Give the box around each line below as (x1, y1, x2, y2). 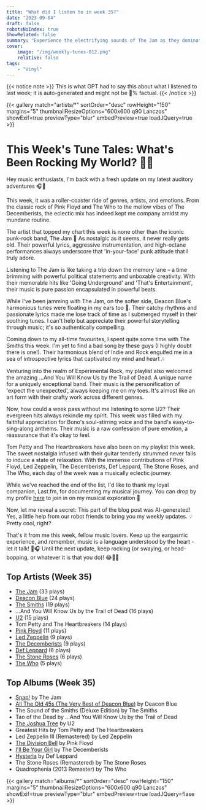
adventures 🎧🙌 (6, 182, 46, 190)
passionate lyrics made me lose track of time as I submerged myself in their (6, 310, 197, 318)
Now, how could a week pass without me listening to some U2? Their (6, 406, 181, 413)
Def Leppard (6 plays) (15, 647, 71, 654)
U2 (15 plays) (15, 614, 49, 622)
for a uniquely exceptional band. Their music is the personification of (6, 380, 180, 388)
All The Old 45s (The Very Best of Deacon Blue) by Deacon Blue (15, 700, 178, 708)
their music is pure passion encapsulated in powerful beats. (6, 286, 158, 293)
